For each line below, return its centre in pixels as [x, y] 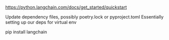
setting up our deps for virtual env [41, 22]
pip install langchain [26, 32]
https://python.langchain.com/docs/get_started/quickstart [66, 7]
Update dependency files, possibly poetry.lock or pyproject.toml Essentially [84, 17]
